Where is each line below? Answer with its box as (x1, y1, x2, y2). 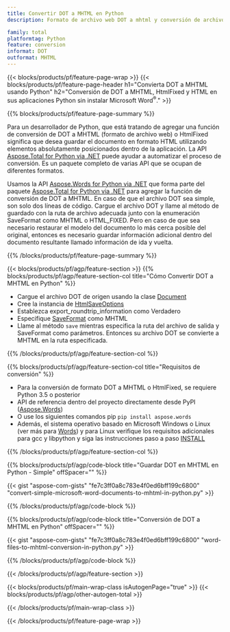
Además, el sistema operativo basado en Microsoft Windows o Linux (16, 420, 211, 428)
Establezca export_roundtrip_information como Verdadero (16, 306, 181, 315)
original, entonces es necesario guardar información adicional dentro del (7, 230, 212, 239)
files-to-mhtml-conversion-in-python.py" (7, 543, 123, 551)
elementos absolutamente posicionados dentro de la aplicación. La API (7, 145, 207, 153)
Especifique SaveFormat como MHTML (16, 314, 128, 322)
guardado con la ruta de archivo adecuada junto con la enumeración (7, 208, 200, 217)
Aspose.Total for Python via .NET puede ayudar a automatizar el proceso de (7, 151, 222, 160)
